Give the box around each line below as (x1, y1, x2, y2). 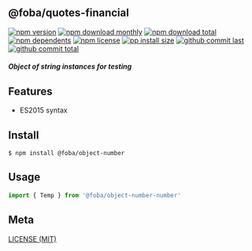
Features (8, 84, 53, 98)
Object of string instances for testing (8, 62, 132, 72)
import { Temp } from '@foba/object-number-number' (8, 191, 181, 199)
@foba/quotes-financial (8, 6, 130, 20)
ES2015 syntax (19, 105, 69, 115)
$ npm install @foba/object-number (8, 149, 125, 157)
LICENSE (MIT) (8, 234, 57, 243)
